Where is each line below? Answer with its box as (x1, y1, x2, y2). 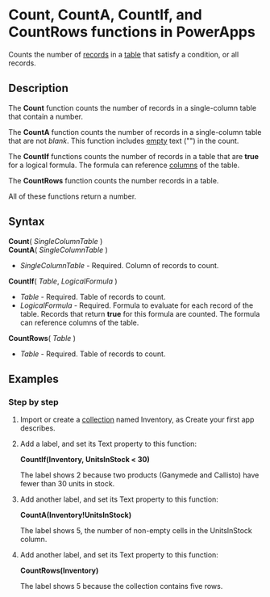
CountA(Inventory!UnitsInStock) (19, 511, 131, 520)
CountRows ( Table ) (8, 333, 77, 343)
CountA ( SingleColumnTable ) (8, 245, 109, 254)
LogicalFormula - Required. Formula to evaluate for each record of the (19, 301, 254, 310)
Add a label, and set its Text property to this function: (19, 439, 197, 449)
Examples (8, 372, 59, 385)
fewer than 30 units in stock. (19, 479, 115, 489)
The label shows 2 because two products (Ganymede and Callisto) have (19, 470, 260, 480)
